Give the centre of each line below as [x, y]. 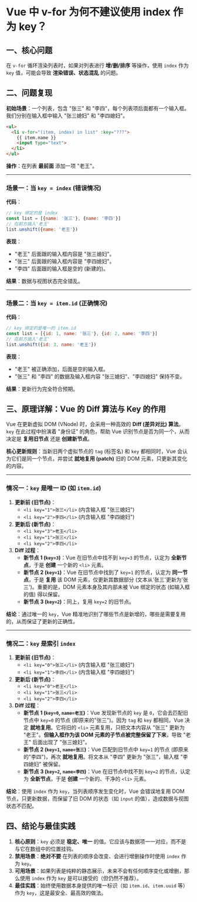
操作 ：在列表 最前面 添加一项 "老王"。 [52, 166]
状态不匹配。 [21, 806]
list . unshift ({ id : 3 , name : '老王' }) [51, 344]
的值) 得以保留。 [43, 594]
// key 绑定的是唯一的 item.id [41, 328]
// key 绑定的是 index [32, 213]
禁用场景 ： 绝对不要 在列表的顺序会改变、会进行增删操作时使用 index [97, 856]
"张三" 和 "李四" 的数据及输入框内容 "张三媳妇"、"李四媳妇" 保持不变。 [100, 376]
